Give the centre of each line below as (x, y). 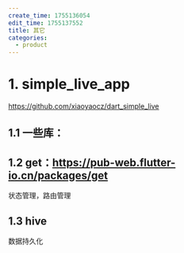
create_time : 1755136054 (49, 15)
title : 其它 (27, 30)
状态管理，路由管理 (40, 196)
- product (31, 45)
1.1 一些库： (36, 133)
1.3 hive (28, 221)
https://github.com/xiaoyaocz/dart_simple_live (84, 106)
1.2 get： (31, 162)
